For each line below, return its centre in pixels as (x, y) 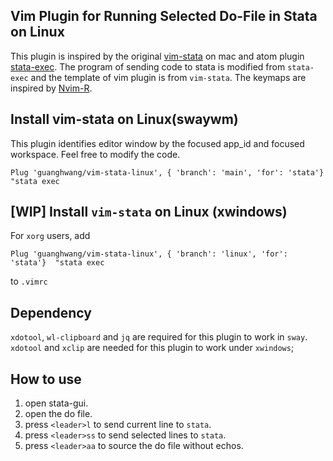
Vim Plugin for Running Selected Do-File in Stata (164, 16)
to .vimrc (29, 281)
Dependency (51, 312)
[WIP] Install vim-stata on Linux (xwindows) (149, 212)
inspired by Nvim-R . (51, 88)
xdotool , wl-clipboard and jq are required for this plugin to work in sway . (159, 337)
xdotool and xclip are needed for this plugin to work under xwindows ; (152, 348)
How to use (46, 379)
